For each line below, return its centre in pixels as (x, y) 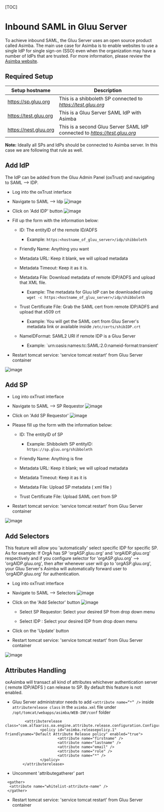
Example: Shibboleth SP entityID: (60, 444)
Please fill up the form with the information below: (62, 425)
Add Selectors (27, 536)
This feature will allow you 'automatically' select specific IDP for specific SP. (82, 548)
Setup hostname (31, 90)
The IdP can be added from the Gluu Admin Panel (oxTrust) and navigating (80, 177)
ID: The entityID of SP (41, 434)
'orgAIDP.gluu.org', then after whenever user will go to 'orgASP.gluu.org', (78, 564)
